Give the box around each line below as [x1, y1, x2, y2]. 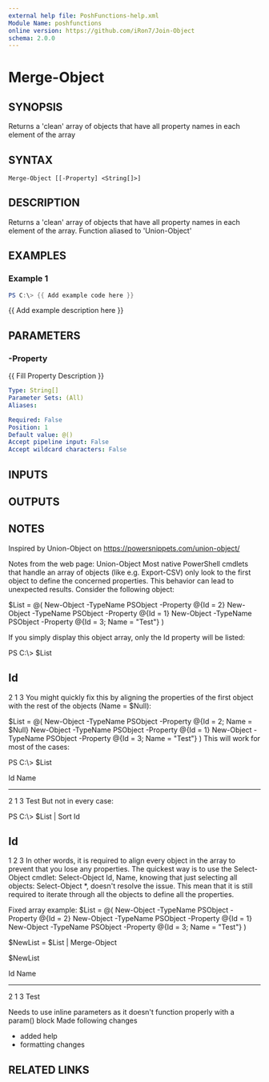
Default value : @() [8, 431, 74, 439]
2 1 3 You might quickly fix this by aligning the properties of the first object [8, 692, 254, 702]
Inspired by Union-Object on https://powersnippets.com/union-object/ [8, 543, 240, 553]
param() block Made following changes [8, 1016, 138, 1025]
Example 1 [8, 273, 49, 284]
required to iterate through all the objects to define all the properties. [8, 890, 235, 900]
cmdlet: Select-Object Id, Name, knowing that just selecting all [31, 873, 238, 883]
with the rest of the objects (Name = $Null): [8, 701, 152, 711]
